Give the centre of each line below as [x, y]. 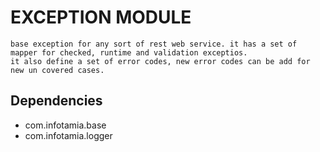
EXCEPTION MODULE [101, 17]
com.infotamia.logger [68, 135]
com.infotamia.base [65, 125]
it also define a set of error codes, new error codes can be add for [160, 61]
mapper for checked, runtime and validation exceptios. [129, 52]
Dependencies [56, 101]
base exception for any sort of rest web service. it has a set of [154, 44]
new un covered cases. [57, 70]
